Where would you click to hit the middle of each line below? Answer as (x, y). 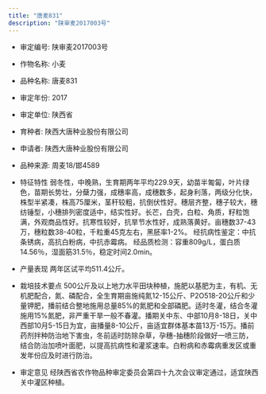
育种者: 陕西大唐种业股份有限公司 (74, 131)
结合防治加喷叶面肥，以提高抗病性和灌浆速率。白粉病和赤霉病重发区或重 (138, 345)
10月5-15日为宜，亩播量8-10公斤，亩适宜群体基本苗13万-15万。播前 (144, 325)
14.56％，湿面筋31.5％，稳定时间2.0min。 (88, 252)
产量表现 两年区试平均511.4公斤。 (74, 268)
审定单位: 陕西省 (46, 114)
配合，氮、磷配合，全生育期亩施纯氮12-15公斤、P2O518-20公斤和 (141, 295)
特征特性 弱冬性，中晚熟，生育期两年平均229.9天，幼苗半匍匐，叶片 (131, 182)
